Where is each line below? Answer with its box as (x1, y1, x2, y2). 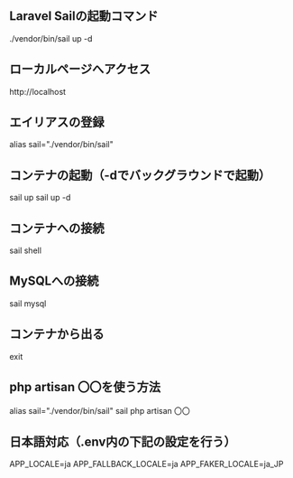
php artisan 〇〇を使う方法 (9, 380, 161, 395)
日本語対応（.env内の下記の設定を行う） (9, 434, 236, 449)
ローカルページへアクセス (9, 61, 151, 77)
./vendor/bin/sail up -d (9, 33, 93, 43)
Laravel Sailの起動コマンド (9, 8, 159, 24)
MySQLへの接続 (9, 274, 99, 289)
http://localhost (9, 86, 66, 97)
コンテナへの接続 (9, 220, 105, 236)
